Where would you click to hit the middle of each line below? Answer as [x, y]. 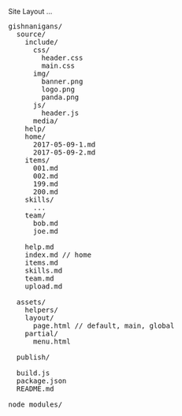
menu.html [52, 342]
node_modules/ [35, 405]
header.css [62, 58]
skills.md [44, 271]
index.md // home [58, 255]
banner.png [62, 82]
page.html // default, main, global [104, 326]
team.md [39, 279]
